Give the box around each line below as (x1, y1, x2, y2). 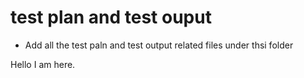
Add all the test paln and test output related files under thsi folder (24, 39, 294, 51)
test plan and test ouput (10, 6, 212, 29)
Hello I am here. (10, 58, 76, 70)
